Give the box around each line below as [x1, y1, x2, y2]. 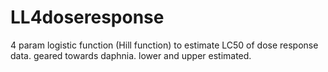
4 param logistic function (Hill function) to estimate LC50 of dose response [10, 39, 319, 51]
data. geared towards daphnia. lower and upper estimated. [10, 49, 252, 61]
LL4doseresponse [10, 6, 165, 29]
